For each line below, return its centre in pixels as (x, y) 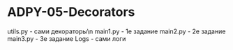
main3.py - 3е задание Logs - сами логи (67, 38)
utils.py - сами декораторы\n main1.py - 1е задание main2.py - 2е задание (116, 31)
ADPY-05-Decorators (71, 12)
